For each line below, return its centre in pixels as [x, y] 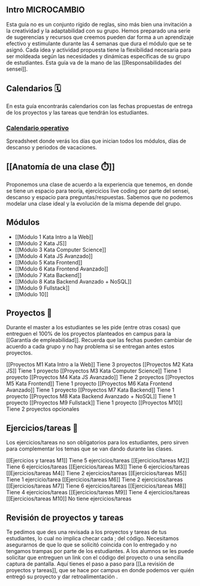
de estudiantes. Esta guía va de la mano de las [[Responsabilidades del [94, 62]
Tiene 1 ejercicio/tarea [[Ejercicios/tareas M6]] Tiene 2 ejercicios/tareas [95, 480]
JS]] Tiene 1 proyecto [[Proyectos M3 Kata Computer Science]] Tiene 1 [94, 371]
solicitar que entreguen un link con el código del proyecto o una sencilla [95, 557]
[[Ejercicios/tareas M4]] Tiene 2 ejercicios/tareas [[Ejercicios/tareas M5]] [96, 473]
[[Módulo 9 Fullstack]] [42, 288]
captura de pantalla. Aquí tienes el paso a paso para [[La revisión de [90, 564]
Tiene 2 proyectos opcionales [43, 409]
